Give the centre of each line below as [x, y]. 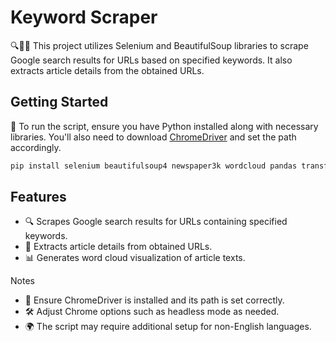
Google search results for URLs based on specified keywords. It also [151, 60]
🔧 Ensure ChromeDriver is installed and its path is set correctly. [154, 300]
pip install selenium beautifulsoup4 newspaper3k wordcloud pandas [154, 166]
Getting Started [59, 102]
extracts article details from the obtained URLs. [107, 70]
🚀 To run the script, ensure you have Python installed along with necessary [164, 126]
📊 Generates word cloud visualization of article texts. [135, 258]
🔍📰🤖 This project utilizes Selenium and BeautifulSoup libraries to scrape [159, 45]
